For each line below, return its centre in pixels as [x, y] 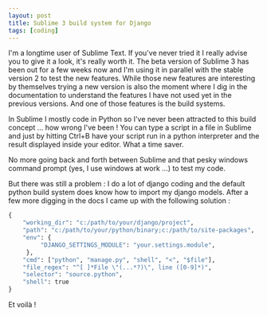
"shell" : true [46, 282]
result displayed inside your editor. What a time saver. [96, 145]
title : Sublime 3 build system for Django [80, 23]
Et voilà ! [22, 304]
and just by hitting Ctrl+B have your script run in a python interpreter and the [134, 136]
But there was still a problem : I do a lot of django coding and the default [127, 184]
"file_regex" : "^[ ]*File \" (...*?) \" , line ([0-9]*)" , [118, 267]
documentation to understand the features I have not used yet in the [120, 96]
